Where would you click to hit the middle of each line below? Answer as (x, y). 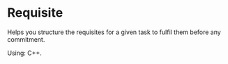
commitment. (26, 39)
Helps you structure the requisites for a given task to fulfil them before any (114, 32)
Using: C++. (24, 53)
